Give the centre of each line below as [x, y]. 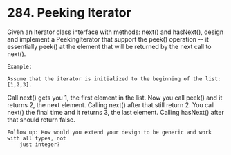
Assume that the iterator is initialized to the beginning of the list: [114, 79]
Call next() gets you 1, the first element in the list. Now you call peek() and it [115, 98]
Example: [20, 66]
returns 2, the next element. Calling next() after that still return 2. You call [111, 104]
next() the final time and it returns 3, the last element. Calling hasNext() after [116, 112]
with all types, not [37, 138]
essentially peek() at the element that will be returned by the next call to [109, 46]
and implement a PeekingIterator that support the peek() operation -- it [108, 39]
